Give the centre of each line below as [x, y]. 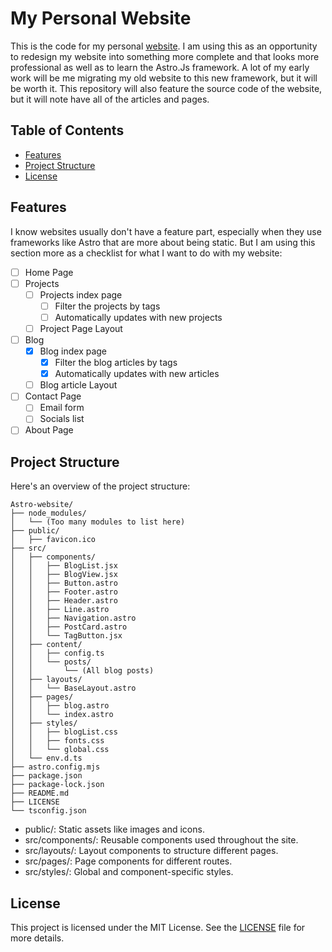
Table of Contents [67, 130]
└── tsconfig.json [48, 811]
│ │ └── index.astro [62, 715]
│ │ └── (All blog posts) [82, 671]
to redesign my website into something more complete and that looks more [165, 56]
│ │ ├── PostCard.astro [69, 627]
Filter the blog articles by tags [116, 363]
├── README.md [40, 793]
